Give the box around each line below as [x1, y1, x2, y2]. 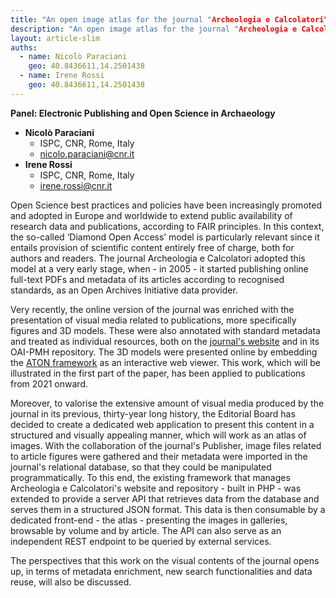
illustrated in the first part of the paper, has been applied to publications [10, 367, 306, 379]
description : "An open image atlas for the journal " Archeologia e [10, 24, 298, 34]
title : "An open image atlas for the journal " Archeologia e [10, 14, 271, 25]
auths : [10, 42, 38, 53]
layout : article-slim [10, 33, 101, 43]
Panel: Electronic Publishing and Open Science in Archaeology [10, 107, 276, 119]
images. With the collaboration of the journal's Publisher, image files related [10, 439, 322, 451]
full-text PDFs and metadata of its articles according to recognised [10, 273, 285, 285]
